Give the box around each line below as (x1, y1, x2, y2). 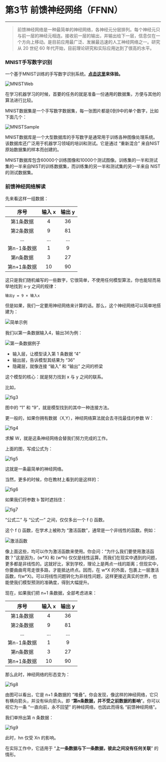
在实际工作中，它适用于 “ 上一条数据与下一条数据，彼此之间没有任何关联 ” (5, 745, 153, 752)
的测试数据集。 (5, 170, 36, 176)
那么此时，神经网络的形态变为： (5, 672, 70, 678)
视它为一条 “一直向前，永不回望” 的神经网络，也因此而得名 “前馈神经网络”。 (5, 704, 160, 710)
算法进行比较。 (5, 97, 36, 103)
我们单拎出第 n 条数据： (5, 715, 54, 721)
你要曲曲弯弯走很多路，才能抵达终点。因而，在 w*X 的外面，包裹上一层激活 (5, 567, 159, 573)
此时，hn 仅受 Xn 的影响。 (5, 735, 59, 741)
